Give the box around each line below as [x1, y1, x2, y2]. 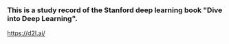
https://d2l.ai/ [7, 29, 46, 37]
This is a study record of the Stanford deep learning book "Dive [7, 5, 223, 15]
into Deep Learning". [7, 14, 78, 23]
